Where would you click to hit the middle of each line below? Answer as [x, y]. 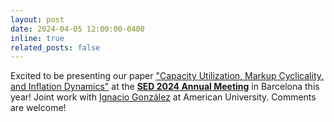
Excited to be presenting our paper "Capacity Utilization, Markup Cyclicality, [167, 76]
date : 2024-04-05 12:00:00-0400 [77, 29]
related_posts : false [55, 47]
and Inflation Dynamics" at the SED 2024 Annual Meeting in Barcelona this [165, 87]
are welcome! [38, 108]
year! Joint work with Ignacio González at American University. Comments [163, 97]
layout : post [37, 19]
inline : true [37, 38]
